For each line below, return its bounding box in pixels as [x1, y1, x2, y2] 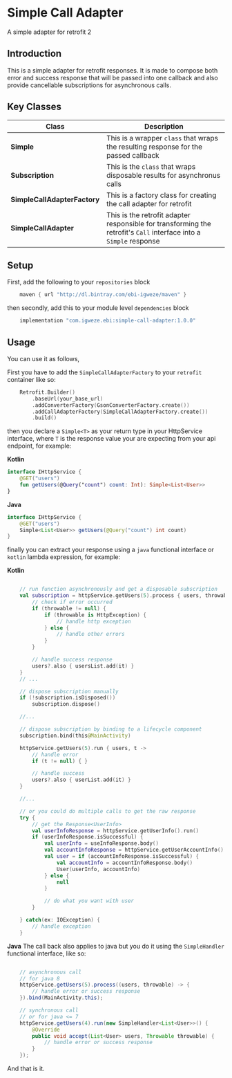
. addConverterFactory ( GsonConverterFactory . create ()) [32, 401, 190, 409]
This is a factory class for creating [106, 190, 217, 200]
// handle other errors [56, 631, 126, 638]
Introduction [7, 48, 62, 60]
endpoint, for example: [7, 441, 72, 450]
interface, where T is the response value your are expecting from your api [7, 435, 216, 443]
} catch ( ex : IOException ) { [19, 917, 100, 924]
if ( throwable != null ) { [32, 605, 107, 612]
